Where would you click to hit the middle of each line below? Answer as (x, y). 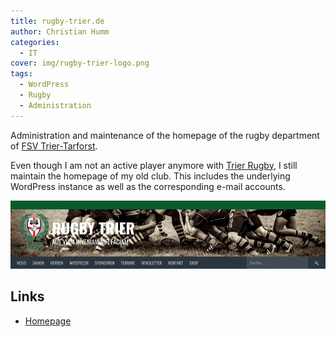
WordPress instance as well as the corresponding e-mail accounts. (148, 186)
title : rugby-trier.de (57, 21)
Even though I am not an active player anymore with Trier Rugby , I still (154, 165)
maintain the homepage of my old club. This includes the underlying (150, 176)
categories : (35, 42)
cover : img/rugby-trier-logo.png (80, 63)
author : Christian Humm (60, 31)
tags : (21, 74)
